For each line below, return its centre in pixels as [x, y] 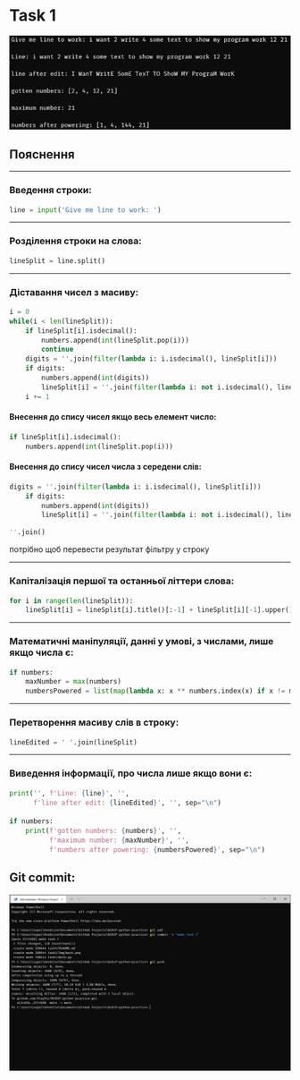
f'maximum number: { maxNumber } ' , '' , [119, 841]
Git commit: [42, 878]
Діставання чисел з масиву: [74, 292]
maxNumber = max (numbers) [74, 682]
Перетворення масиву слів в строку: [94, 723]
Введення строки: [50, 191]
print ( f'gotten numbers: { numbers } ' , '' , [103, 831]
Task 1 [33, 16]
